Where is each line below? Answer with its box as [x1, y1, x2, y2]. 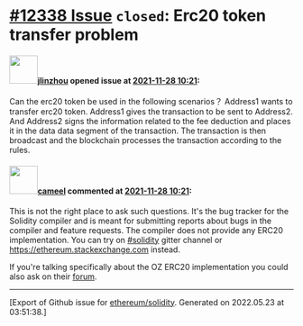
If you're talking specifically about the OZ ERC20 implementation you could [9, 261, 289, 272]
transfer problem [9, 24, 139, 45]
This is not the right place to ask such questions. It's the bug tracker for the [9, 205, 289, 216]
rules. [9, 145, 31, 156]
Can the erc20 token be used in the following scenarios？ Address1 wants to [9, 96, 293, 107]
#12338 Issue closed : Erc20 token [9, 5, 267, 26]
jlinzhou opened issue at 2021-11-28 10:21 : [37, 75, 200, 86]
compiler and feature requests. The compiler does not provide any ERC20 [9, 224, 284, 235]
